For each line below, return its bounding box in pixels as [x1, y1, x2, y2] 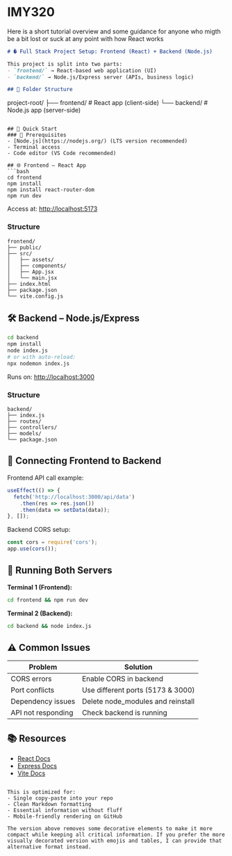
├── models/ [7, 430, 42, 437]
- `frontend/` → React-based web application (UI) [7, 67, 157, 74]
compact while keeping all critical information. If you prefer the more [7, 832, 226, 839]
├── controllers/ [7, 424, 58, 431]
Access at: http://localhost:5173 [7, 204, 98, 213]
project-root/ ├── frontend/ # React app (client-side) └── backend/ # [7, 99, 208, 107]
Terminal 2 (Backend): [7, 609, 73, 617]
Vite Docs [17, 769, 46, 777]
